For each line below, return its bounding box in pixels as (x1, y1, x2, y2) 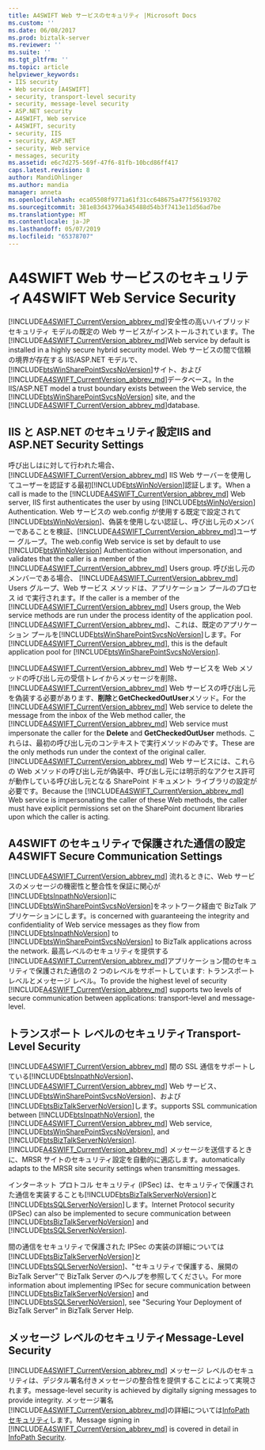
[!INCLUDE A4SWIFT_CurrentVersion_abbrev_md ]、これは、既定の (8, 620, 223, 629)
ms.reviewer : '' (8, 41, 62, 49)
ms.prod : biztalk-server (8, 33, 90, 42)
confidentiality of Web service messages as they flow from (8, 920, 200, 929)
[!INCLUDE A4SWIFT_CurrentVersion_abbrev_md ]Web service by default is (8, 335, 251, 345)
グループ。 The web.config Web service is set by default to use (17, 536, 221, 546)
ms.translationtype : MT (8, 211, 87, 219)
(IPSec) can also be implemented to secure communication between (8, 1209, 231, 1219)
